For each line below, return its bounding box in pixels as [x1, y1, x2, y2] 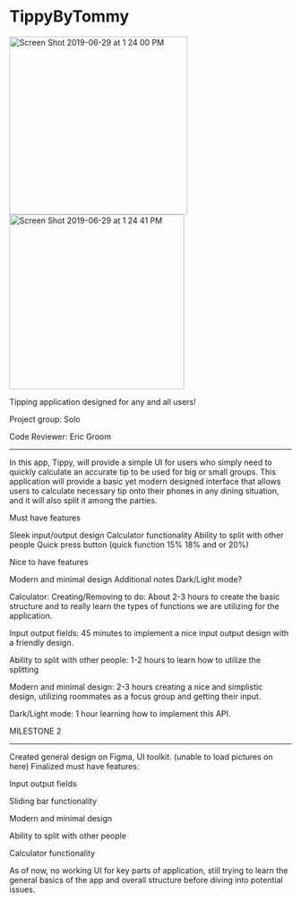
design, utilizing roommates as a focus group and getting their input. [9, 691, 262, 701]
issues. [9, 884, 36, 895]
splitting [9, 664, 39, 674]
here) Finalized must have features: [9, 760, 140, 771]
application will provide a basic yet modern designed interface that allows [9, 476, 281, 486]
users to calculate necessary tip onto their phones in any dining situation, [9, 485, 279, 496]
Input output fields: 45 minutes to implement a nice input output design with [9, 627, 289, 638]
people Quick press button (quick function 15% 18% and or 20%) [9, 539, 249, 550]
